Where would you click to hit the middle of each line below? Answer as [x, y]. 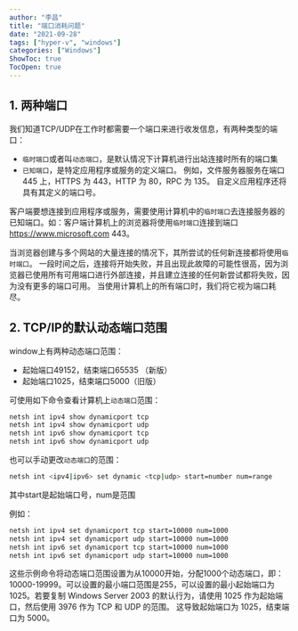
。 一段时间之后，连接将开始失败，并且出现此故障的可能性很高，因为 [155, 263]
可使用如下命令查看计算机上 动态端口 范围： [85, 400]
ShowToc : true [36, 59]
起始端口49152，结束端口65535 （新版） [97, 370]
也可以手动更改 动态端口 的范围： [65, 459]
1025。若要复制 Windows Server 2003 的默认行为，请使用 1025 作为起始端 [146, 596]
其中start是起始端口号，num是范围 [72, 495]
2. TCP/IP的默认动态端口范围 [88, 328]
